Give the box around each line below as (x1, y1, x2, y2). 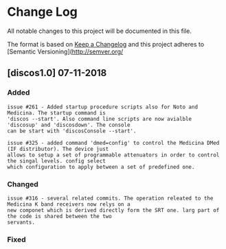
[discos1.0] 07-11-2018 (7, 67, 107, 79)
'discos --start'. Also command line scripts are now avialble (7, 115, 192, 122)
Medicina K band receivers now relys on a (7, 200, 131, 208)
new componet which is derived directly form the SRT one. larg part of (7, 206, 220, 213)
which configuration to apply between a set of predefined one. (7, 163, 195, 170)
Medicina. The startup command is (7, 109, 106, 117)
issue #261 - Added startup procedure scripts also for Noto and (7, 104, 198, 110)
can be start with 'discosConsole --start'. (7, 128, 137, 134)
